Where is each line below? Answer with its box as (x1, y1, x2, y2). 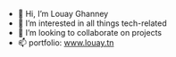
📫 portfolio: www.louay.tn (17, 37, 114, 48)
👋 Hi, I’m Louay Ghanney (17, 9, 109, 19)
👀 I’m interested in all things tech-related (17, 18, 167, 28)
